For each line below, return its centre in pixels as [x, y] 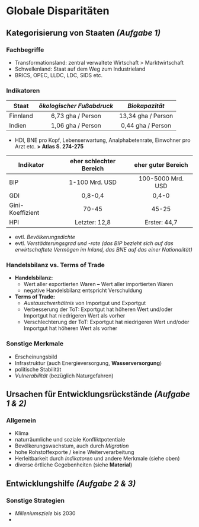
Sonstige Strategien [36, 500]
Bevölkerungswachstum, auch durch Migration [72, 446]
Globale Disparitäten [58, 11]
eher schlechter [93, 161]
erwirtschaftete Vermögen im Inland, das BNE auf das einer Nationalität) [103, 250]
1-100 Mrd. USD [93, 182]
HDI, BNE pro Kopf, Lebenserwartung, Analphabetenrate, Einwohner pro [102, 140]
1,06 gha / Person [76, 126]
